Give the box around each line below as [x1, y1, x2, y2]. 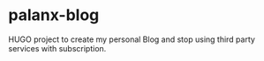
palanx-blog [8, 5, 100, 25]
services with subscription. [8, 43, 107, 53]
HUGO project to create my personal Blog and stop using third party [8, 34, 255, 44]
